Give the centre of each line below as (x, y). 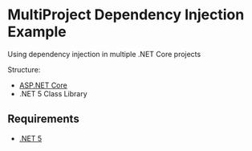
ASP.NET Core (43, 85)
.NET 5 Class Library (53, 93)
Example (37, 32)
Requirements (43, 119)
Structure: (24, 69)
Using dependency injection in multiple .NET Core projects (104, 54)
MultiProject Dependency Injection (126, 15)
